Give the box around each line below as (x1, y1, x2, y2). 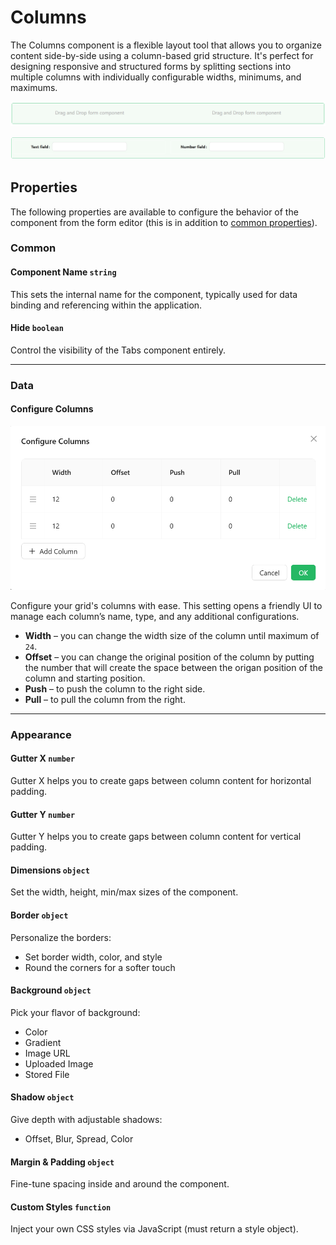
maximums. (10, 81, 58, 93)
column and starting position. (24, 672, 146, 684)
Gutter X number (10, 752, 76, 765)
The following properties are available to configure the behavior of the (10, 206, 299, 218)
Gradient (24, 1036, 62, 1048)
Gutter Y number (10, 808, 76, 820)
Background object (10, 984, 92, 996)
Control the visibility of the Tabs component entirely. (10, 344, 227, 356)
